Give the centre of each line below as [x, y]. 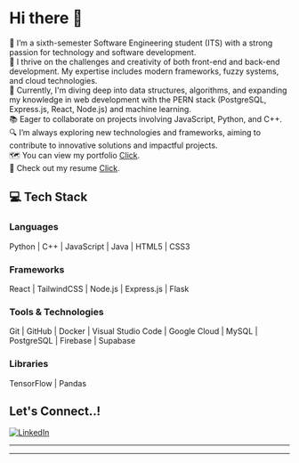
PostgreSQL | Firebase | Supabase [73, 341]
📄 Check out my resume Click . [65, 167]
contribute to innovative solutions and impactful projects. [113, 145]
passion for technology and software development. [103, 52]
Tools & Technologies [57, 312]
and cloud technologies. [53, 80]
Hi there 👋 [46, 18]
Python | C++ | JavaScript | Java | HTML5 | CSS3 [100, 246]
